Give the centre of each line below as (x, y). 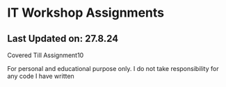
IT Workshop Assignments (86, 13)
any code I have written (41, 76)
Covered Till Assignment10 (46, 55)
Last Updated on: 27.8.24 (63, 39)
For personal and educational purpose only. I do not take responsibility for (113, 69)
